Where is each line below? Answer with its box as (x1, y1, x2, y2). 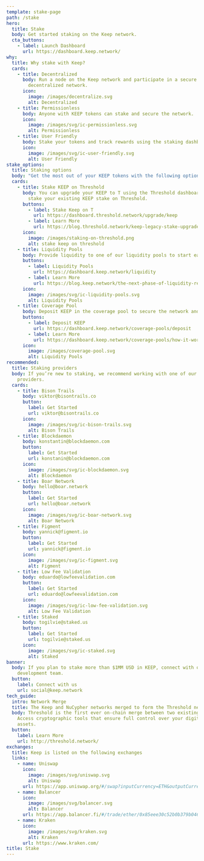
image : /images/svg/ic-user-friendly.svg (28, 150, 135, 156)
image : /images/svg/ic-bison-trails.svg (28, 421, 132, 427)
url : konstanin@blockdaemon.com (28, 455, 110, 462)
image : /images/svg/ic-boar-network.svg (28, 512, 132, 518)
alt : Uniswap (28, 778, 61, 784)
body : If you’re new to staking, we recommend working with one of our (12, 370, 197, 377)
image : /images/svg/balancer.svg (28, 800, 113, 806)
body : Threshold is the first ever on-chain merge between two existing (12, 710, 200, 716)
